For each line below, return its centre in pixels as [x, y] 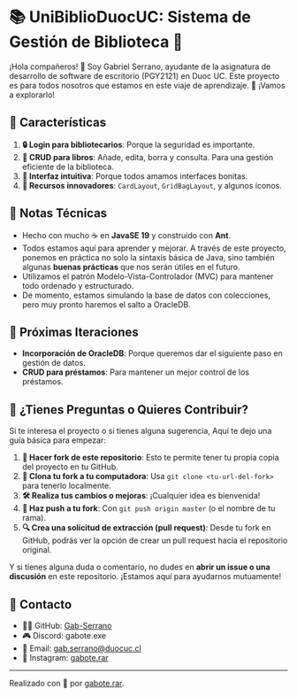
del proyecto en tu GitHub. [70, 467]
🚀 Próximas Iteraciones [74, 332]
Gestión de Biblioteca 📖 [96, 42]
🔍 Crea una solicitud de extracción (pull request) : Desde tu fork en [146, 528]
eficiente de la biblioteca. [68, 167]
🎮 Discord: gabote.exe [64, 635]
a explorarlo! [32, 95]
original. [37, 550]
